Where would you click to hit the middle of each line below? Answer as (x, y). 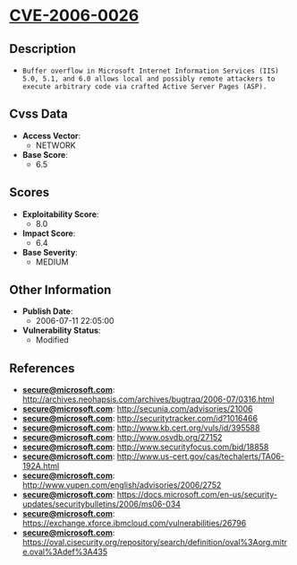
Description (42, 49)
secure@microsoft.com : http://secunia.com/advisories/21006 (137, 409)
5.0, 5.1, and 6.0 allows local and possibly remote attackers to (148, 79)
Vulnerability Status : (61, 330)
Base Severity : (50, 252)
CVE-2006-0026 (74, 16)
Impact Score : (49, 233)
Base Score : (45, 154)
